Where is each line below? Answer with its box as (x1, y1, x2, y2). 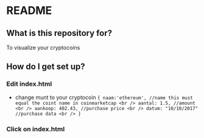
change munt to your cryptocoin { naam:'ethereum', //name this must (15, 94, 193, 101)
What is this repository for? (6, 28, 113, 38)
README (6, 4, 52, 18)
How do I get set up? (6, 61, 85, 72)
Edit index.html (6, 80, 52, 88)
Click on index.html (6, 125, 65, 133)
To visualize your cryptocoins (6, 44, 80, 51)
